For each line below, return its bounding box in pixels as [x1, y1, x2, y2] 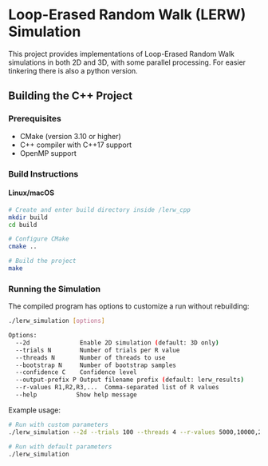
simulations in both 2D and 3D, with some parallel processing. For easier [8, 58, 246, 67]
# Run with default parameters [8, 442, 112, 451]
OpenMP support [19, 148, 77, 157]
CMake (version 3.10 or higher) [19, 131, 121, 141]
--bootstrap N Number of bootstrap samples [15, 361, 177, 369]
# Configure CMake [8, 235, 69, 243]
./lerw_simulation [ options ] [8, 317, 105, 325]
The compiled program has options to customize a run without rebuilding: [8, 301, 250, 311]
